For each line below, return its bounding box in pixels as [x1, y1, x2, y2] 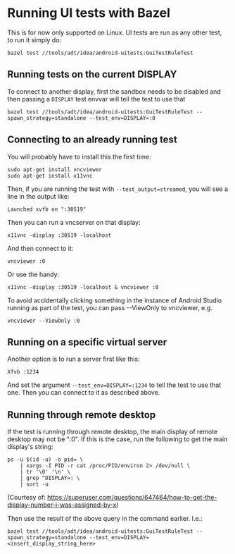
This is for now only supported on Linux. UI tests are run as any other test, [7, 28, 222, 37]
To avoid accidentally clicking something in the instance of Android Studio [7, 296, 222, 304]
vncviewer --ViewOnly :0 [7, 317, 80, 324]
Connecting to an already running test [7, 134, 177, 146]
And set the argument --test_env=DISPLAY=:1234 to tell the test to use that [7, 381, 222, 389]
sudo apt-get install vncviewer [7, 166, 102, 173]
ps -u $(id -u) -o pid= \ [7, 456, 83, 463]
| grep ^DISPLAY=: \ [20, 474, 80, 482]
